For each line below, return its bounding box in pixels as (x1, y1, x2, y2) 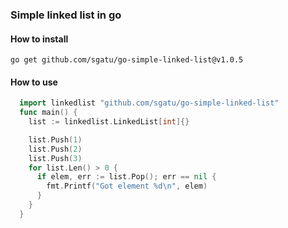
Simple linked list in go (10, 8, 122, 22)
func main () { (19, 108, 78, 118)
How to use (10, 76, 58, 88)
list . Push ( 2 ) (28, 144, 83, 154)
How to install (10, 33, 69, 45)
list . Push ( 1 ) (28, 134, 83, 145)
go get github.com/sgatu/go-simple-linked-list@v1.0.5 (10, 55, 244, 65)
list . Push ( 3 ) (28, 153, 83, 163)
